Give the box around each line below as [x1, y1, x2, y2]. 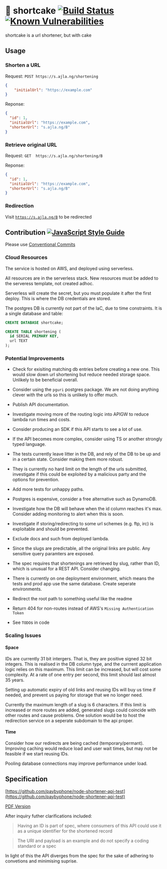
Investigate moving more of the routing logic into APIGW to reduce [12, 411, 149, 417]
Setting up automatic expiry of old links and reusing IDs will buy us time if [5, 686, 156, 692]
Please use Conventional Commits [5, 242, 76, 248]
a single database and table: [5, 310, 63, 316]
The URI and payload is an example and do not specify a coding [17, 837, 149, 843]
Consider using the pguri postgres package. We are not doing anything [12, 387, 159, 393]
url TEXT [9, 338, 28, 344]
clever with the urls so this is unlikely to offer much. [12, 392, 119, 398]
